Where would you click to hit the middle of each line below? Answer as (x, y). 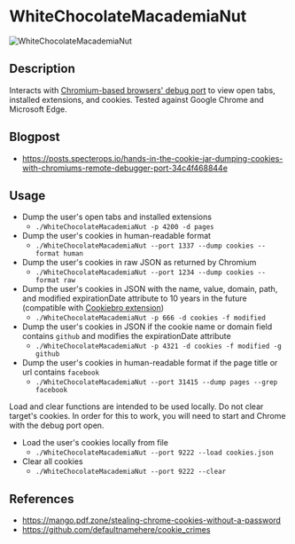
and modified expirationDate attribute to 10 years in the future (134, 298)
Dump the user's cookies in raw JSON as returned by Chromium (139, 263)
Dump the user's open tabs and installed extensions (117, 217)
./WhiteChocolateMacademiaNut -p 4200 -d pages (124, 227)
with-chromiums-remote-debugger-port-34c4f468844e (125, 168)
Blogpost (35, 137)
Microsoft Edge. (39, 109)
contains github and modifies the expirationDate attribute (127, 336)
